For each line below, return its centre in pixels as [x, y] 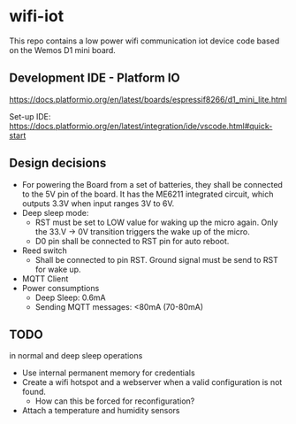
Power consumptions [61, 288]
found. [34, 392]
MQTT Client [45, 278]
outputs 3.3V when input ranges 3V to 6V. [98, 203]
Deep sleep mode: [55, 212]
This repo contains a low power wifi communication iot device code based [144, 41]
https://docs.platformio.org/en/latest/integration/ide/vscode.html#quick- [141, 126]
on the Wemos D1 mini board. [63, 50]
